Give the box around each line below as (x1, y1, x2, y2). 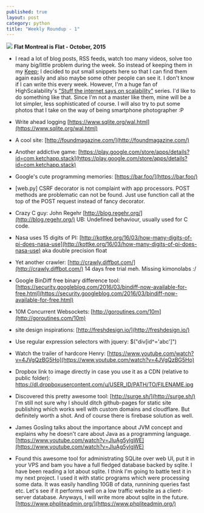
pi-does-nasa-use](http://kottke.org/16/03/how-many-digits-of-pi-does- (15, 240, 197, 248)
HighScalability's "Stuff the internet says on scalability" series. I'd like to (15, 87, 196, 95)
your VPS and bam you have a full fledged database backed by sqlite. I (15, 461, 192, 469)
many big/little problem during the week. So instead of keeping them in (15, 61, 193, 69)
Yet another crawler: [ (15, 259, 70, 266)
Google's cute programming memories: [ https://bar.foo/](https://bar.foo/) (15, 173, 198, 180)
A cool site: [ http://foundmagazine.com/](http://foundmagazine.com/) (15, 137, 189, 144)
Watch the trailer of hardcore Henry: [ (15, 350, 109, 357)
